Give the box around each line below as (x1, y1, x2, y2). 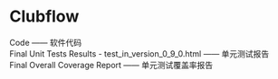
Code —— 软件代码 (9, 37, 82, 48)
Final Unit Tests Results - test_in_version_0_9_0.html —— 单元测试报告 (9, 48, 270, 59)
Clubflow (9, 6, 80, 27)
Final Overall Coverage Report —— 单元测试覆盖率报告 (9, 59, 214, 70)
